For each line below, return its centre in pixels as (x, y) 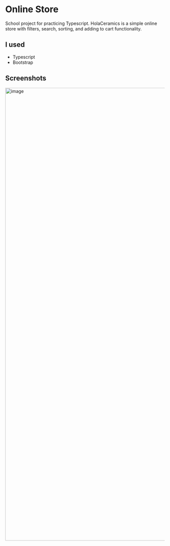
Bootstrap (23, 62)
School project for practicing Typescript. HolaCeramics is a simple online (81, 23)
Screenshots (26, 78)
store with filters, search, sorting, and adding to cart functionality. (74, 28)
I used (15, 45)
